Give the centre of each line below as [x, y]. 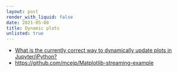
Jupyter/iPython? [36, 57]
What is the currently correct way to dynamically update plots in [93, 50]
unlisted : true [25, 34]
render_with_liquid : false [40, 17]
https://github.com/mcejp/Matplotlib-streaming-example [84, 63]
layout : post [22, 12]
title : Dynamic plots [33, 28]
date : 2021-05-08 [28, 22]
